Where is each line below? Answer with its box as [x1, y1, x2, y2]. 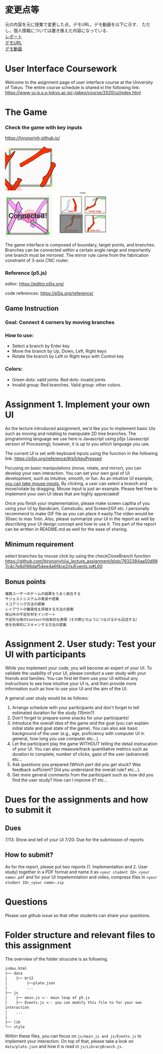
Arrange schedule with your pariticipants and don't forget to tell [12, 705, 139, 711]
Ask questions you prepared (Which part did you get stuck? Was [12, 762, 141, 768]
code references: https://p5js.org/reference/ [5, 290, 94, 296]
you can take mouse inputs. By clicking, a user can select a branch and [5, 480, 147, 486]
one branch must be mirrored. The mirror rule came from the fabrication [5, 252, 149, 258]
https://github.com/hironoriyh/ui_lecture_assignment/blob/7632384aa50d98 [5, 558, 158, 564]
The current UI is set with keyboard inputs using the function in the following [5, 450, 158, 456]
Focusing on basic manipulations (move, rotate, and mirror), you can [5, 465, 142, 471]
